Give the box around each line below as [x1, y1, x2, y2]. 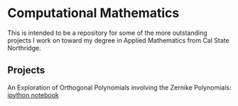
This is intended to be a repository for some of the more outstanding [7, 28, 207, 37]
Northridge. [7, 43, 41, 52]
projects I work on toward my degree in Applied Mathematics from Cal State [7, 36, 229, 44]
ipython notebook [7, 90, 59, 99]
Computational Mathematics [7, 5, 180, 21]
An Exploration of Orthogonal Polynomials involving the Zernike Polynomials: [7, 83, 232, 92]
